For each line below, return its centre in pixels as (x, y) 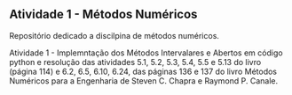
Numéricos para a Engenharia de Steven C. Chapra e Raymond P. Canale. (144, 80)
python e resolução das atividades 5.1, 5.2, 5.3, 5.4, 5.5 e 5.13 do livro (135, 62)
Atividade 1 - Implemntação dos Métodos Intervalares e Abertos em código (146, 53)
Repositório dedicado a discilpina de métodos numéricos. (114, 35)
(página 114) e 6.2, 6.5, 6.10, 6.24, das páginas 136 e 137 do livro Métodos (143, 71)
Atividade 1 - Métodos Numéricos (103, 15)
